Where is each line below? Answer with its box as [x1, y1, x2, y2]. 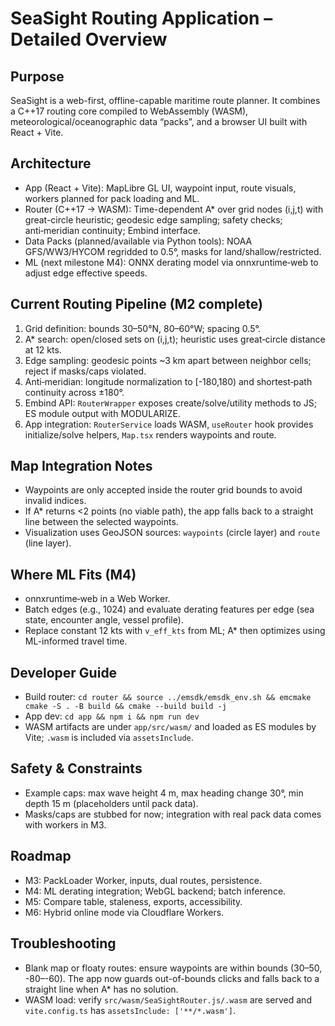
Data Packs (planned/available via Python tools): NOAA [24, 235, 253, 247]
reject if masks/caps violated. [24, 365, 147, 377]
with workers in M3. [24, 818, 107, 831]
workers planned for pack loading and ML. [24, 192, 200, 204]
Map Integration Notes [10, 458, 153, 475]
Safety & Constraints [10, 760, 143, 777]
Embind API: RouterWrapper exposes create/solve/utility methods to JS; [24, 397, 318, 409]
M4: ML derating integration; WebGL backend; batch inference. [24, 885, 287, 897]
